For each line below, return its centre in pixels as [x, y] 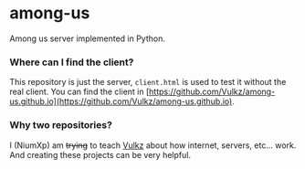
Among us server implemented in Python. [88, 38]
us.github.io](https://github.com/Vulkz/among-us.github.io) [121, 101]
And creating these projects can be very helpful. [100, 154]
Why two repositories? [61, 125]
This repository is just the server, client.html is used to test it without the [148, 82]
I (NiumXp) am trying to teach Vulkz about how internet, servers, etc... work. [153, 145]
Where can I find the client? [72, 62]
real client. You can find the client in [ [79, 92]
